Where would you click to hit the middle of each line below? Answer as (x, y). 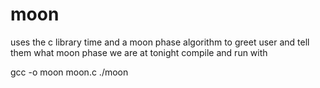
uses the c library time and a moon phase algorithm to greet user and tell (160, 42)
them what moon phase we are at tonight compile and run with (139, 52)
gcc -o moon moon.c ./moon (69, 72)
